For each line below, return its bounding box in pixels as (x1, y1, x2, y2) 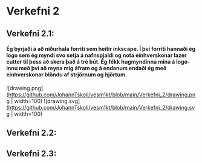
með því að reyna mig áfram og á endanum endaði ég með (19, 65, 167, 72)
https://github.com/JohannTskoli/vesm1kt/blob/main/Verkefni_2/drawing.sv (8, 104, 195, 111)
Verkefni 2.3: (6, 148, 57, 159)
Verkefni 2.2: (6, 128, 57, 138)
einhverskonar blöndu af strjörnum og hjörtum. (6, 71, 128, 78)
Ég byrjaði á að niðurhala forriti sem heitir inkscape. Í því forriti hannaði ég (6, 45, 195, 53)
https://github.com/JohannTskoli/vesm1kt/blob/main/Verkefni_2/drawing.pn (8, 91, 196, 98)
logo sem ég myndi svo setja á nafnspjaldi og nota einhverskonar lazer (6, 52, 187, 59)
